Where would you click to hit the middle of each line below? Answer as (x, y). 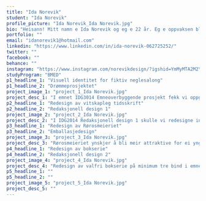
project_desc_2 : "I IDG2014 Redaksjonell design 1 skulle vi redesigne (100, 120)
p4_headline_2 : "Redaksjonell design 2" (59, 154)
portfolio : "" (25, 35)
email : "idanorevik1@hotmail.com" (51, 40)
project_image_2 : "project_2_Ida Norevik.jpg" (67, 115)
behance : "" (21, 63)
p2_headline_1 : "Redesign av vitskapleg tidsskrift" (75, 103)
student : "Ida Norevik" (37, 18)
